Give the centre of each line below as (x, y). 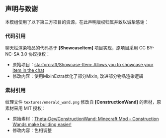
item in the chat (28, 70)
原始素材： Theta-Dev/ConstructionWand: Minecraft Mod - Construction (85, 119)
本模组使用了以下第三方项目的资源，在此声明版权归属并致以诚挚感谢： (77, 22)
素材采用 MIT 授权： (26, 108)
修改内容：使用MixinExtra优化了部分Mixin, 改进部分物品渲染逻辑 (78, 76)
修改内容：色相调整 (32, 131)
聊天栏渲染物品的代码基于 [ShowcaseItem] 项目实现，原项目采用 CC (75, 48)
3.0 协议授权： (36, 54)
